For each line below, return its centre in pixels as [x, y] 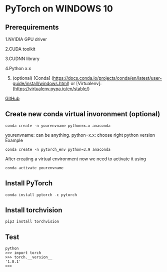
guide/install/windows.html [40, 83]
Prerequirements [32, 27]
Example [14, 140]
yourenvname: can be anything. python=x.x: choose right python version [80, 135]
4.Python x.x [18, 68]
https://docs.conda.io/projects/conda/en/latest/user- [108, 78]
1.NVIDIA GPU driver [26, 39]
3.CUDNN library [22, 59]
